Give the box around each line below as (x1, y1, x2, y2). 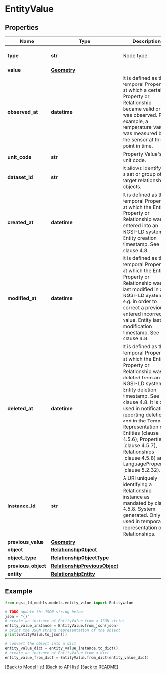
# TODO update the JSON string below (5, 609, 83, 614)
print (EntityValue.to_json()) (5, 632, 68, 637)
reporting (123, 411, 145, 418)
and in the (123, 418, 146, 424)
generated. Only (123, 512, 161, 518)
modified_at (7, 295, 37, 302)
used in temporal (123, 518, 162, 525)
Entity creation (123, 235, 157, 241)
